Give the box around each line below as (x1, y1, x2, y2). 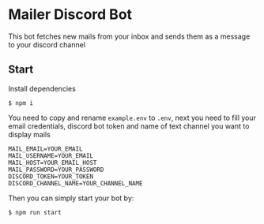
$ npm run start (8, 208, 62, 216)
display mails (8, 129, 51, 139)
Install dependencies (8, 84, 77, 93)
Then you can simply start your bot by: (8, 193, 134, 203)
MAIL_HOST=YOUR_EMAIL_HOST (8, 159, 97, 166)
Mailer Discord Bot (8, 6, 133, 24)
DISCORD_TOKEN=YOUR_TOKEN (8, 172, 93, 181)
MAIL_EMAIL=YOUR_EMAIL (8, 144, 83, 153)
